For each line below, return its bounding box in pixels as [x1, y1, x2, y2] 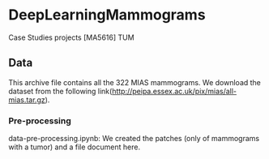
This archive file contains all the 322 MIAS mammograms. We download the [8, 77, 262, 87]
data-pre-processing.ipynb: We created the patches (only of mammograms [8, 134, 260, 144]
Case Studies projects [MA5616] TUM [8, 32, 135, 42]
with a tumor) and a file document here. [8, 142, 140, 152]
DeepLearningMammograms [8, 6, 206, 24]
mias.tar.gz [8, 95, 46, 105]
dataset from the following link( [8, 86, 113, 96]
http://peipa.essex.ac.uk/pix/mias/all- [112, 86, 237, 96]
